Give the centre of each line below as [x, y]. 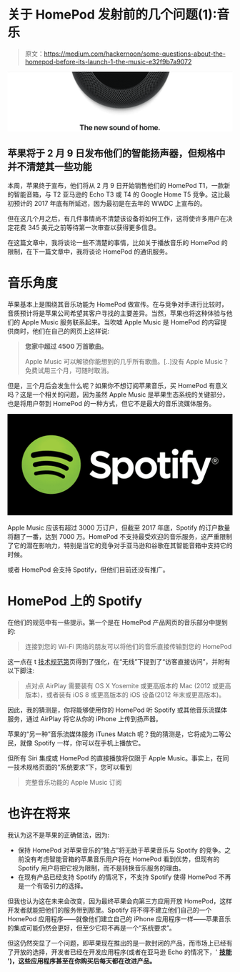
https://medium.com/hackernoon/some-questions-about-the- [135, 54]
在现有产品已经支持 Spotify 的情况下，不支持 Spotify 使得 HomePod [117, 877]
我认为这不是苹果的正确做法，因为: [59, 835]
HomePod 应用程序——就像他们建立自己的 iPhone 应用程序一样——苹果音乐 [119, 918]
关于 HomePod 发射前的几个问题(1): [112, 15]
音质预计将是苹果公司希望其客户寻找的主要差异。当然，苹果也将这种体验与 [117, 313]
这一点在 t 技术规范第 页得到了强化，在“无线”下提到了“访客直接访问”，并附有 [119, 661]
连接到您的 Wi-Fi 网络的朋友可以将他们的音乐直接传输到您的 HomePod [128, 646]
